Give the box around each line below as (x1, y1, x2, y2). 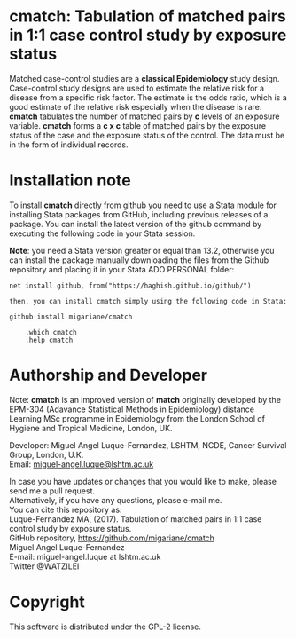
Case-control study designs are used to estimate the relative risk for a (9, 83, 264, 93)
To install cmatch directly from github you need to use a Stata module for (9, 200, 277, 210)
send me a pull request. (9, 485, 96, 496)
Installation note (9, 170, 131, 191)
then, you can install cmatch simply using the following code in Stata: (9, 296, 288, 305)
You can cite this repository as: (9, 504, 122, 515)
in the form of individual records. (9, 139, 129, 150)
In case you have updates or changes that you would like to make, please (9, 476, 277, 486)
